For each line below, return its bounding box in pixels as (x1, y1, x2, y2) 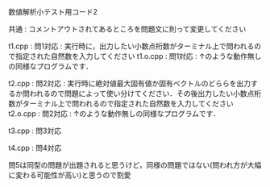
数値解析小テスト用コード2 (8, 7, 98, 16)
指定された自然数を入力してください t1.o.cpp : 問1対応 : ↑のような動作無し (15, 52, 262, 60)
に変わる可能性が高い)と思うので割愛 (8, 170, 131, 180)
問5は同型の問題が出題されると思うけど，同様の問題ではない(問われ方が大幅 (8, 160, 262, 169)
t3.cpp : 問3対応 (8, 126, 62, 135)
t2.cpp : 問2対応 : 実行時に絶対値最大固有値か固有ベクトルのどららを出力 (8, 79, 251, 88)
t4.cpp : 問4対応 (8, 143, 62, 152)
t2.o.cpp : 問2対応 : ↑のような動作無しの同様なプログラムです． (8, 109, 220, 118)
